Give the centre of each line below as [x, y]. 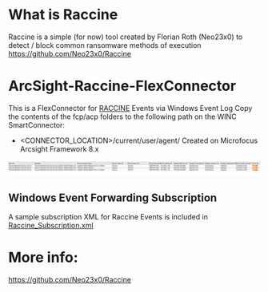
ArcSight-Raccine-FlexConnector [122, 86]
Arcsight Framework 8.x [59, 148]
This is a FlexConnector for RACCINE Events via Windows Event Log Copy [130, 108]
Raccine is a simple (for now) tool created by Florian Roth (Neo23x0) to [126, 37]
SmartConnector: [37, 124]
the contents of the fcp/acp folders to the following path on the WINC [123, 116]
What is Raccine [63, 15]
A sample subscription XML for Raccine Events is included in [108, 217]
